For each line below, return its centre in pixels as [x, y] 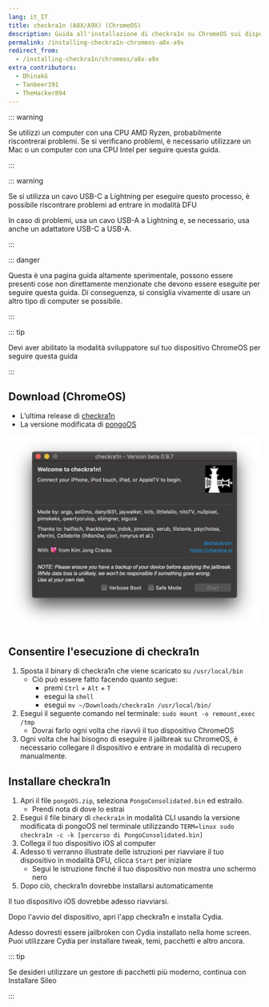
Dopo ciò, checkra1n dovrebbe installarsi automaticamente [116, 886]
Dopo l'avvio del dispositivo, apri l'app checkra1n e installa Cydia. [116, 917]
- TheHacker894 [41, 93]
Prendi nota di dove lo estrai [78, 809]
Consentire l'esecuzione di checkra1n [104, 652]
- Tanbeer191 [37, 84]
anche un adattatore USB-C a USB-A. [70, 228]
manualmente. [44, 756]
